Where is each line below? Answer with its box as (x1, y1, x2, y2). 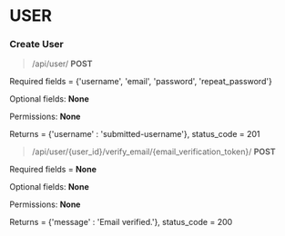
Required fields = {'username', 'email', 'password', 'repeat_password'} (9, 76, 273, 87)
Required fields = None (9, 164, 97, 175)
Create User (9, 38, 64, 51)
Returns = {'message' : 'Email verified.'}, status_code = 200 (9, 217, 233, 228)
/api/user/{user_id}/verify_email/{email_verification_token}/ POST (31, 146, 276, 157)
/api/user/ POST (31, 58, 93, 69)
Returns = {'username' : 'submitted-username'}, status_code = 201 (9, 129, 261, 140)
